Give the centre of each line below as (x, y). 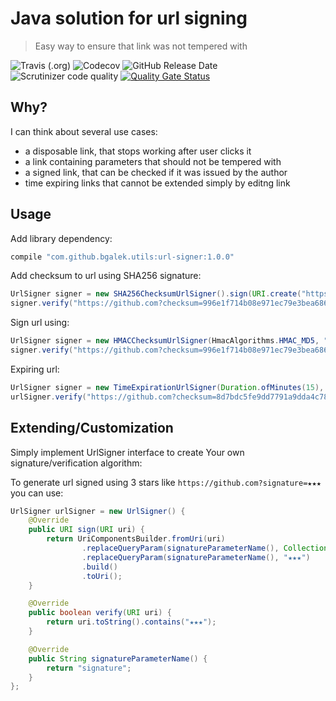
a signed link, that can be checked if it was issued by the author (156, 172)
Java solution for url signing (129, 18)
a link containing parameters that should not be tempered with (153, 161)
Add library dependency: (61, 238)
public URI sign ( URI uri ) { (86, 530)
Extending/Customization (92, 428)
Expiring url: (35, 369)
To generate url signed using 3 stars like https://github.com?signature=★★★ (166, 482)
